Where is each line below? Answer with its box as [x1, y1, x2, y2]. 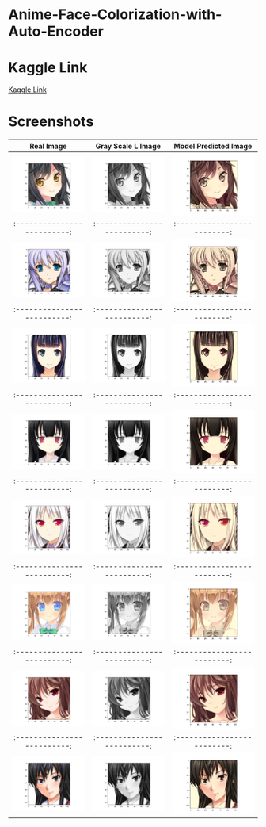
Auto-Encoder [8, 22, 104, 40]
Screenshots [8, 113, 94, 131]
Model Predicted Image [173, 141, 253, 151]
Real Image [29, 141, 67, 151]
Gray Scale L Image [95, 141, 161, 151]
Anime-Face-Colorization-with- [8, 6, 222, 24]
